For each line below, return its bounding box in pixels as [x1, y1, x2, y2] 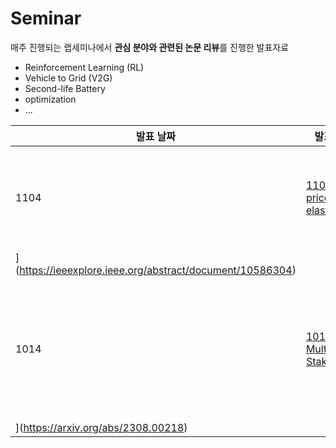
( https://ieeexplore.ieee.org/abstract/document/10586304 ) [15, 263, 297, 277]
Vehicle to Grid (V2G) [24, 72, 113, 84]
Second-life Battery [24, 82, 106, 94]
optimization [24, 93, 77, 105]
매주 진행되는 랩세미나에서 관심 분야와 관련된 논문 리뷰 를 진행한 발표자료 [10, 41, 290, 53]
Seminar [10, 7, 82, 30]
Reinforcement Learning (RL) [24, 61, 145, 73]
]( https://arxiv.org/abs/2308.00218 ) [15, 420, 188, 434]
